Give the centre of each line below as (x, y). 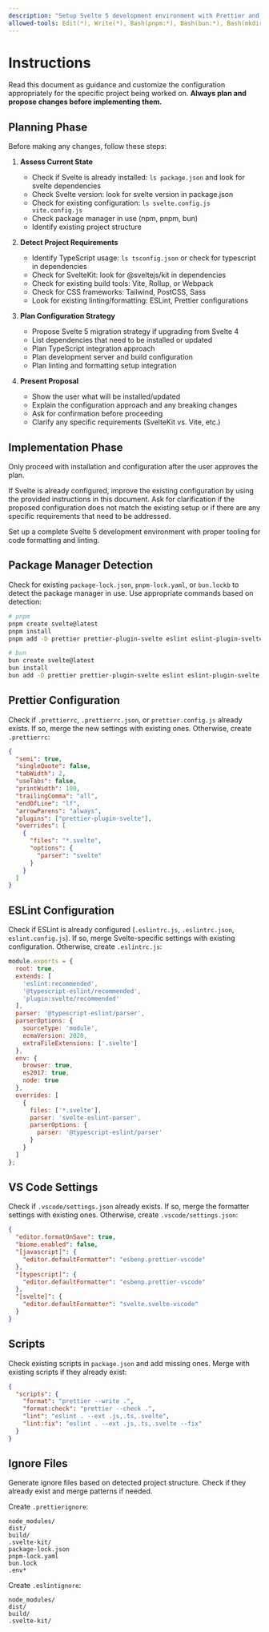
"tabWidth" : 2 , (41, 774)
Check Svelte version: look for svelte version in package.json (132, 195)
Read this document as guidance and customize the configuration (117, 85)
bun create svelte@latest (51, 661)
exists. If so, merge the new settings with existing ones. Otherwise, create (130, 728)
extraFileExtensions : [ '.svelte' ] (80, 1043)
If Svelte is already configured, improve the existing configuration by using (131, 491)
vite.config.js (57, 211)
